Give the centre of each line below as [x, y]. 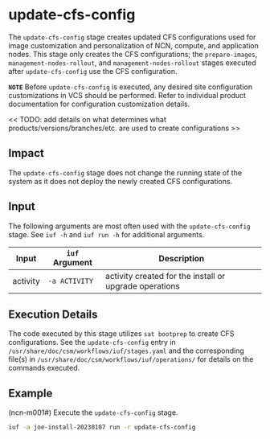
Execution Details [53, 314]
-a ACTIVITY [71, 281]
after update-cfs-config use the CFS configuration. [93, 71]
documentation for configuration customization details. [99, 104]
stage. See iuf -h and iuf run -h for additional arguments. [106, 234]
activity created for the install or [166, 276]
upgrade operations [143, 285]
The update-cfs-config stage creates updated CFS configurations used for [132, 37]
